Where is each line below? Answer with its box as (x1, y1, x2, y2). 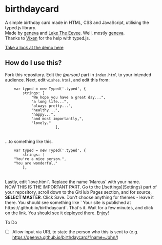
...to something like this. (5, 138, 53, 144)
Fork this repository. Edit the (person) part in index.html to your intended (5, 72, 152, 78)
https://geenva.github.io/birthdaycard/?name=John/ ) (12, 234, 119, 240)
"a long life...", (31, 99, 69, 104)
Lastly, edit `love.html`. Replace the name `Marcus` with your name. (5, 179, 141, 184)
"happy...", (31, 112, 56, 117)
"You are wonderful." (14, 161, 58, 165)
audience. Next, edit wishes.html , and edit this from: (5, 77, 110, 82)
